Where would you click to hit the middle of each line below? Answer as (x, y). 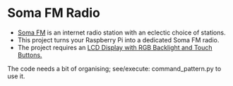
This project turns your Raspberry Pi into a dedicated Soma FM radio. (118, 39)
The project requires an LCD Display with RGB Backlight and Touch (115, 47)
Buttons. (30, 55)
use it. (16, 76)
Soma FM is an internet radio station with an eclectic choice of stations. (121, 32)
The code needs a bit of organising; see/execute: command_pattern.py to (114, 68)
